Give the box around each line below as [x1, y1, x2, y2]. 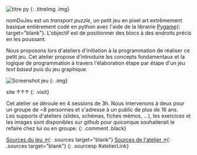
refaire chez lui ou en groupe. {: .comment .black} [6, 125, 126, 132]
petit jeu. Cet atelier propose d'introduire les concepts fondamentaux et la [6, 53, 185, 60]
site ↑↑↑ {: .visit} [6, 89, 49, 95]
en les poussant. [6, 36, 46, 42]
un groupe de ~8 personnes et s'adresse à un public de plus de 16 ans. [6, 106, 178, 113]
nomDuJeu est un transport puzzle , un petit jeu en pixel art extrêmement [6, 17, 182, 23]
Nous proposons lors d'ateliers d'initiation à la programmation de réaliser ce [6, 47, 190, 54]
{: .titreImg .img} [30, 6, 70, 12]
